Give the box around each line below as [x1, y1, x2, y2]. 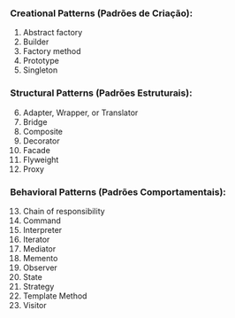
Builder [22, 36, 49, 47]
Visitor [22, 299, 47, 310]
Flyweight [22, 154, 59, 165]
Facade [22, 144, 51, 155]
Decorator [22, 136, 60, 146]
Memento [22, 252, 58, 263]
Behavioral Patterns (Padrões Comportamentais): [10, 185, 226, 198]
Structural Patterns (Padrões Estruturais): [10, 87, 193, 99]
